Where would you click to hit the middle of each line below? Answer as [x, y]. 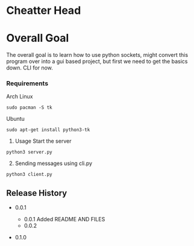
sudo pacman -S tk [29, 108]
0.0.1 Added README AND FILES [64, 219]
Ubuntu [16, 119]
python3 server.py [29, 152]
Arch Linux [20, 97]
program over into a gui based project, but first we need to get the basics [97, 62]
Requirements [27, 83]
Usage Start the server [43, 141]
